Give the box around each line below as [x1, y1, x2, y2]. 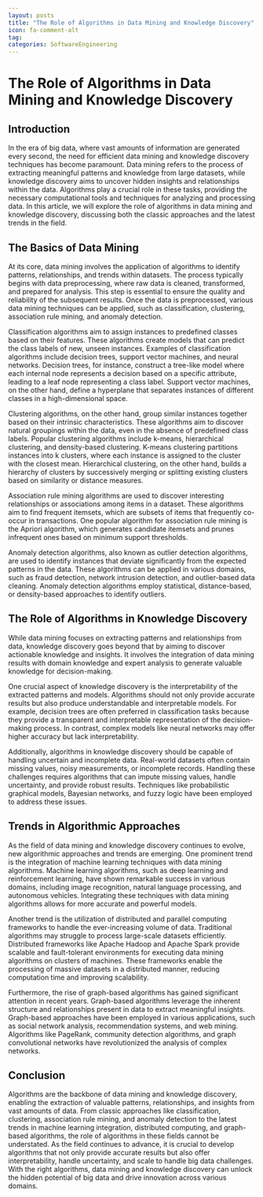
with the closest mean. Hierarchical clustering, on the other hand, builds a [8, 458, 247, 468]
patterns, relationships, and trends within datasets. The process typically [8, 270, 243, 279]
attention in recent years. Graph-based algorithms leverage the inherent [8, 996, 241, 1005]
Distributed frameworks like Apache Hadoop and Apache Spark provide [8, 939, 240, 948]
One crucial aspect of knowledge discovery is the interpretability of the [8, 681, 238, 691]
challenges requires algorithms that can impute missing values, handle [8, 772, 236, 781]
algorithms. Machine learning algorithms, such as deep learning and [8, 865, 228, 875]
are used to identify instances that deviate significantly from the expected [8, 556, 247, 565]
